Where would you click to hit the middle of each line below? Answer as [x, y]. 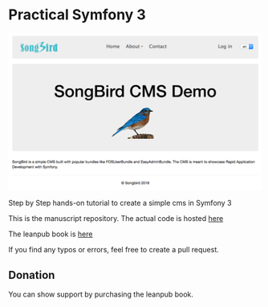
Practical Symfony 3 [77, 15]
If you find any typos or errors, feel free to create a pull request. [114, 250]
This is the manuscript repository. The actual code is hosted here [116, 219]
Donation [32, 275]
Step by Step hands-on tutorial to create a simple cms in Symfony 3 [120, 203]
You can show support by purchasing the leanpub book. [101, 294]
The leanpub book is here [51, 234]
